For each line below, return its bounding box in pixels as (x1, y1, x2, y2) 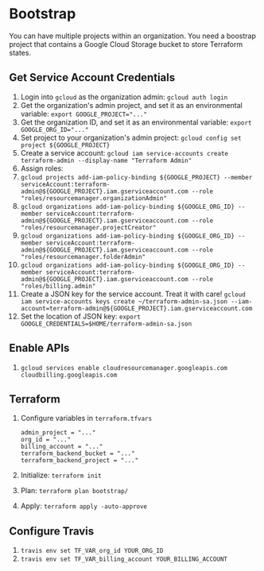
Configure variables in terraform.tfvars (20, 414, 153, 423)
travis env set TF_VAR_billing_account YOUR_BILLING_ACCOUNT (20, 555, 228, 564)
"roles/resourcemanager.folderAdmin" (20, 253, 146, 260)
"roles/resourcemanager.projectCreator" (20, 223, 157, 231)
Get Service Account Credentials (9, 71, 176, 84)
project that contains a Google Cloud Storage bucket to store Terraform (9, 39, 243, 48)
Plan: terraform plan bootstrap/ (20, 486, 129, 496)
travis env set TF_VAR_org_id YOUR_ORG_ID (20, 547, 164, 555)
